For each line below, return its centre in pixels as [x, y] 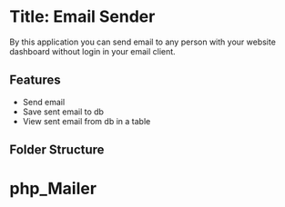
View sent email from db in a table [87, 121]
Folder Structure [57, 150]
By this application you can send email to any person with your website [142, 42]
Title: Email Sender [82, 17]
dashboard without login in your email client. [92, 51]
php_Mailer [53, 189]
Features [35, 80]
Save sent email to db [63, 112]
